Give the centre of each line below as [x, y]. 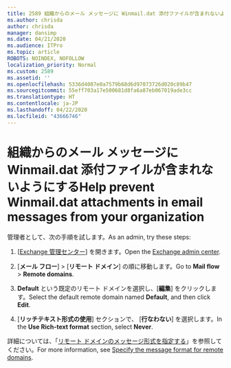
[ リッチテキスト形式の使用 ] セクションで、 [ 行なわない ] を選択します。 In [119, 319]
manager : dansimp [32, 33]
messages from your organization [106, 216]
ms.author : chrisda [35, 20]
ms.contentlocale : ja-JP [43, 104]
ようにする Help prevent [87, 187]
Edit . [24, 304]
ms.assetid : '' [29, 78]
